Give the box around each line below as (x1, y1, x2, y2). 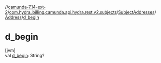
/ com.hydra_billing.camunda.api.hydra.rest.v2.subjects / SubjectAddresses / (7, 9, 156, 15)
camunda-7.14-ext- (8, 4, 46, 10)
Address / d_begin (5, 15, 40, 20)
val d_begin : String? (5, 52, 44, 58)
